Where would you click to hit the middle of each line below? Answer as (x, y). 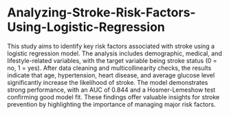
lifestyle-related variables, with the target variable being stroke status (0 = (112, 60)
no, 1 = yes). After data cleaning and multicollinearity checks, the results (109, 68)
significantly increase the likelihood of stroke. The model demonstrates (108, 82)
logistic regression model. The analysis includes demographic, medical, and (115, 53)
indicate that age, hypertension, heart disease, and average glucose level (111, 75)
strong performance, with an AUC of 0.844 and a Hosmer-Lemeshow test (111, 90)
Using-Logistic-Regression (86, 27)
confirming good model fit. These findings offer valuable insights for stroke (113, 97)
